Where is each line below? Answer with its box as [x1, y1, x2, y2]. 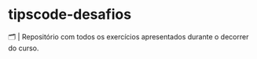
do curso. [8, 43, 39, 53]
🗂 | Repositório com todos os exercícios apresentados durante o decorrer [8, 31, 249, 41]
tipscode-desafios [8, 6, 132, 24]
